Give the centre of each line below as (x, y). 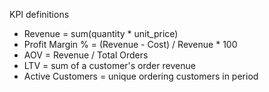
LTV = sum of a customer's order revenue (109, 65)
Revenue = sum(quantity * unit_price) (101, 33)
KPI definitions (39, 14)
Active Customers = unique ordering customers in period (141, 76)
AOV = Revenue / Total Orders (86, 55)
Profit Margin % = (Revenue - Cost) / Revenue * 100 (130, 44)
